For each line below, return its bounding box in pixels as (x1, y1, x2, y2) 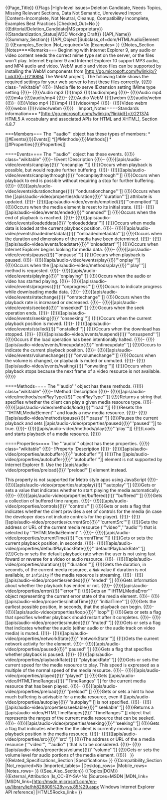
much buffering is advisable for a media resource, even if (5, 694, 123, 700)
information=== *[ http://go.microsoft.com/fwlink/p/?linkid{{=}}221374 (5, 111, 149, 117)
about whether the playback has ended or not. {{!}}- (5, 583, 112, 588)
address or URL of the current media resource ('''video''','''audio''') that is (5, 524, 157, 530)
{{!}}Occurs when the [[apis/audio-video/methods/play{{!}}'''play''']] (5, 262, 147, 268)
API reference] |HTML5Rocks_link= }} (5, 789, 82, 795)
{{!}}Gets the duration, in (95, 561, 146, 567)
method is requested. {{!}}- (5, 268, 61, 274)
